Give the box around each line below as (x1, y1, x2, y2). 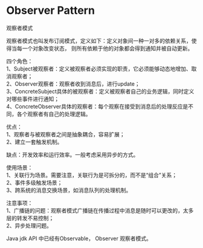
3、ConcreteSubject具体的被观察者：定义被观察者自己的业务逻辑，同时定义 (6, 87, 195, 95)
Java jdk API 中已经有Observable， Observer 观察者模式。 (6, 235, 152, 242)
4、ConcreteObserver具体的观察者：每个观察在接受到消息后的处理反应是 (6, 103, 188, 110)
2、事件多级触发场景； (6, 179, 63, 186)
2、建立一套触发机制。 (6, 138, 63, 145)
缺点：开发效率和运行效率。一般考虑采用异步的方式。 (6, 151, 139, 158)
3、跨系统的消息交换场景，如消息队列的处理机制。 (6, 186, 132, 194)
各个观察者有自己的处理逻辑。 (16, 110, 91, 118)
